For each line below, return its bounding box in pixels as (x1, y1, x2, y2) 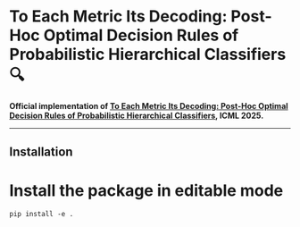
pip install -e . (9, 210, 74, 219)
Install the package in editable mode (9, 181, 284, 200)
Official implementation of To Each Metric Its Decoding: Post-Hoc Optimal (9, 100, 288, 111)
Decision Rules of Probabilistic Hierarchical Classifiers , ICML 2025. (9, 110, 264, 121)
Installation (9, 145, 73, 160)
